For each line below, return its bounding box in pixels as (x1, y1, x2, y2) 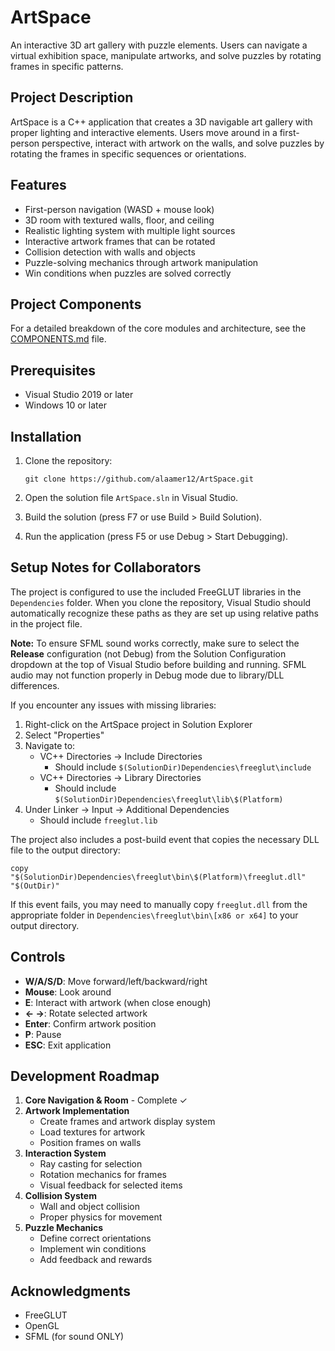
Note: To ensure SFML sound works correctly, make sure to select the (10, 637, 300, 649)
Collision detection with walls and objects (24, 246, 196, 258)
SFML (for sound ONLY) (24, 1331, 125, 1343)
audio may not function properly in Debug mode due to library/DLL (10, 669, 285, 681)
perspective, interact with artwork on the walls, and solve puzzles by (41, 137, 325, 149)
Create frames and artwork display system (39, 1116, 216, 1128)
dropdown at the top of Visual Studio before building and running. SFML (10, 658, 307, 670)
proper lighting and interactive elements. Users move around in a (10, 126, 278, 138)
